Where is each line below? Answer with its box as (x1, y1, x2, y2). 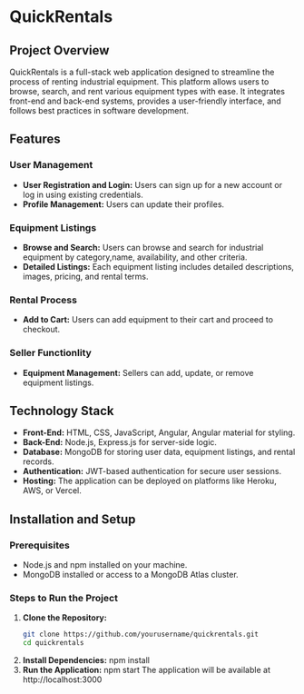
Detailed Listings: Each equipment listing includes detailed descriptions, (22, 261, 295, 272)
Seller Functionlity (9, 347, 93, 360)
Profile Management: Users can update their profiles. (22, 198, 225, 210)
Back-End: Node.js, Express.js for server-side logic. (22, 437, 218, 448)
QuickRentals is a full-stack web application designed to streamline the (9, 66, 275, 77)
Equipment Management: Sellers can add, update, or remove (22, 367, 254, 378)
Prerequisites (9, 539, 70, 551)
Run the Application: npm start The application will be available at (22, 665, 270, 676)
